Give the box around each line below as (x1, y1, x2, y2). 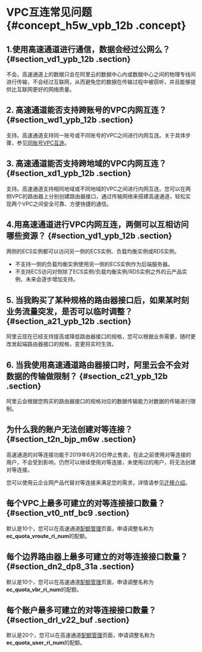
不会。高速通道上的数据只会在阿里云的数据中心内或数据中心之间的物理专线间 (6, 71, 196, 78)
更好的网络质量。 (32, 86, 75, 93)
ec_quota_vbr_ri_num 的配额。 (6, 586, 82, 593)
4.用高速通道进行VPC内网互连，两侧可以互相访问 (6, 219, 189, 230)
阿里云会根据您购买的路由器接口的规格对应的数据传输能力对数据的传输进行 (6, 398, 191, 405)
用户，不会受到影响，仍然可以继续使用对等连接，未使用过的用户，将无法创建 (6, 459, 196, 466)
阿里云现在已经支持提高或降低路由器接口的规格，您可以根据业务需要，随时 (6, 333, 191, 340)
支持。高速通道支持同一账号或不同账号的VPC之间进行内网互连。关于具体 (6, 131, 186, 139)
